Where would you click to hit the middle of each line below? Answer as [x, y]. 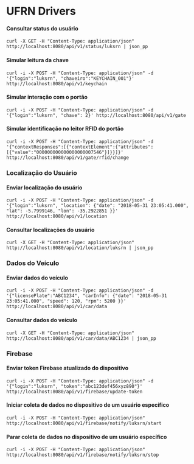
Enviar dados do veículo [37, 278]
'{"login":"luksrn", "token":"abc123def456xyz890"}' [74, 386]
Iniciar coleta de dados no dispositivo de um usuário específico [88, 405]
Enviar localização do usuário [44, 188]
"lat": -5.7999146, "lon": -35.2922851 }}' [62, 211]
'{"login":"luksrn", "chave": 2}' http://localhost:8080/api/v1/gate [96, 115]
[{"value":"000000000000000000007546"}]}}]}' [65, 152]
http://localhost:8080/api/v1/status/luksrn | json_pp [77, 47]
